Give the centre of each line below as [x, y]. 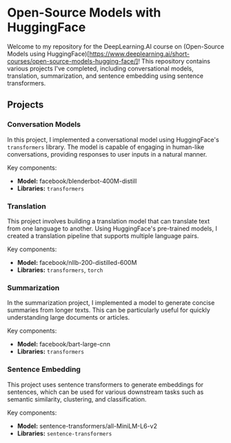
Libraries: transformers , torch [60, 270]
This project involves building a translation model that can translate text [109, 221]
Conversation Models [44, 124]
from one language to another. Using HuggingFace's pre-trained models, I [112, 228]
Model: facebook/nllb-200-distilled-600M [77, 262]
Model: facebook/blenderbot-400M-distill [77, 181]
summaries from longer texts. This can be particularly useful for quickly [109, 310]
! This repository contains [174, 61]
